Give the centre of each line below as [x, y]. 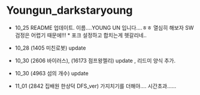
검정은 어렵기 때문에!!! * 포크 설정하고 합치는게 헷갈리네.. [81, 35]
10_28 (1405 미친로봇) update [50, 48]
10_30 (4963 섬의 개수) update [51, 73]
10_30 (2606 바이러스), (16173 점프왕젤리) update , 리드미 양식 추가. [95, 60]
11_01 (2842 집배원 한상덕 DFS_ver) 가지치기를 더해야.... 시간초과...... [96, 86]
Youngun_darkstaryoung [69, 10]
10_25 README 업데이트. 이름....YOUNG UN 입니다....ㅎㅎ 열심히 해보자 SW [104, 27]
